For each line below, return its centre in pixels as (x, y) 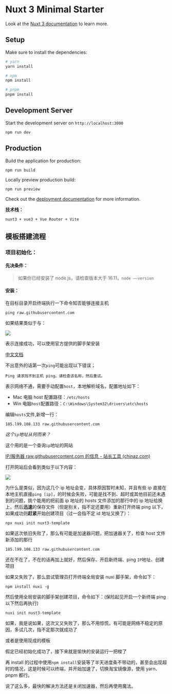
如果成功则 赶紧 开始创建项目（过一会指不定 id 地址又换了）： (68, 513)
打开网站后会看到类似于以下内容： (41, 467)
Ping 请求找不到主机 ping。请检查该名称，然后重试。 (55, 376)
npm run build (21, 170)
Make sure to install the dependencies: (46, 52)
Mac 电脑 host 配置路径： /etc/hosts (51, 397)
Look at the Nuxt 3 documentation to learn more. (57, 24)
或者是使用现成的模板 (28, 640)
